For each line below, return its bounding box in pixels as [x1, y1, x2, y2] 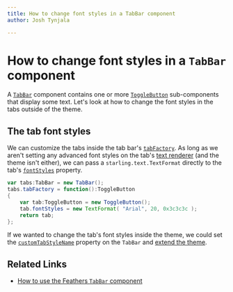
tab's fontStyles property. [7, 166, 83, 175]
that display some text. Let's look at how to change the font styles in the [7, 98, 214, 106]
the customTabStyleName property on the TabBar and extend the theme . [7, 238, 207, 247]
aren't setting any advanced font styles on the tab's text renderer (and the [7, 151, 219, 160]
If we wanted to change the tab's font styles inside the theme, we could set [7, 231, 223, 239]
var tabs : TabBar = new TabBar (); [7, 179, 104, 186]
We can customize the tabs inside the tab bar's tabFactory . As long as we [7, 144, 218, 152]
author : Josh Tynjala [7, 17, 70, 24]
